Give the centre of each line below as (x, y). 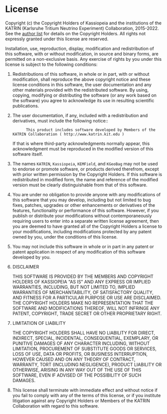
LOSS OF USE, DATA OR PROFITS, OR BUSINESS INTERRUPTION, (80, 354)
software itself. (28, 154)
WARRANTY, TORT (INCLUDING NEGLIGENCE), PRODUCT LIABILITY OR (87, 364)
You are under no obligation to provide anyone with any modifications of (86, 194)
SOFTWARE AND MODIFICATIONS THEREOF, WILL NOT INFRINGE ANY (86, 308)
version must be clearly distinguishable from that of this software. (80, 185)
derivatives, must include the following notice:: (60, 121)
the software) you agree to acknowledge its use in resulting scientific (83, 100)
